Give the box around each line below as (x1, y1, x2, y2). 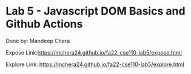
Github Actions (5, 17, 83, 31)
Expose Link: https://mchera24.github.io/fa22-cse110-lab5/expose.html (5, 49, 183, 56)
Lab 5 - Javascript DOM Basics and (5, 4, 186, 18)
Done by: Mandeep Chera (5, 37, 70, 44)
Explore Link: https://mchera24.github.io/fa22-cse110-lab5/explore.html (5, 61, 184, 68)
